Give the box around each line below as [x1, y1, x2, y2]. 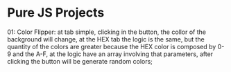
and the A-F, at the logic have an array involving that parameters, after [12, 50, 214, 58]
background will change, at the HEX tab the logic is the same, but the [7, 35, 205, 43]
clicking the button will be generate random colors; [7, 57, 153, 65]
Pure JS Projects [7, 5, 105, 21]
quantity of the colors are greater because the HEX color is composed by [7, 42, 216, 51]
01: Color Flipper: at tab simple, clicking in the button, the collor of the [7, 28, 207, 36]
